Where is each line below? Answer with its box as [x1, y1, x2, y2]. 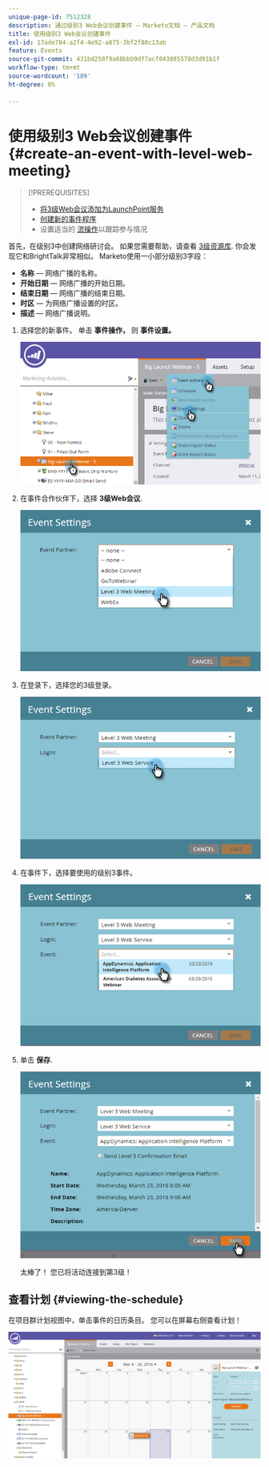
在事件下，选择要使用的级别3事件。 [19, 867, 138, 877]
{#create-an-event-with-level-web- [8, 144, 254, 163]
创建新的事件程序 [39, 215, 97, 224]
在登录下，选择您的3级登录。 [19, 680, 116, 689]
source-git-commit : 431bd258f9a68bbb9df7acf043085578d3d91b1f [8, 55, 220, 63]
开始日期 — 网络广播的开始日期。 [19, 279, 130, 288]
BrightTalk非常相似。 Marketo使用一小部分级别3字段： [29, 251, 208, 261]
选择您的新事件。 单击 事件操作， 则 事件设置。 [19, 325, 176, 336]
